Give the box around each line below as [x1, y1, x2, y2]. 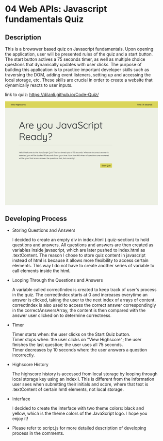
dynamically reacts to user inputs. [5, 82, 73, 88]
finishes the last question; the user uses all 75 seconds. [12, 342, 123, 348]
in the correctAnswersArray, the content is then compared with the [12, 308, 146, 313]
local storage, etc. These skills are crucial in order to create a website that [5, 77, 153, 83]
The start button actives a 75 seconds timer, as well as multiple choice [5, 56, 146, 62]
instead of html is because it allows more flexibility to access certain [12, 257, 149, 263]
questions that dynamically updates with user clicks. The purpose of [5, 62, 142, 67]
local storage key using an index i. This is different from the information [12, 376, 155, 382]
